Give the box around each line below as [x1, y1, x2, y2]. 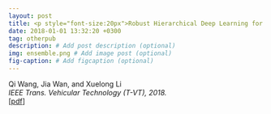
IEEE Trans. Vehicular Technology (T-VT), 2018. [8, 87, 167, 97]
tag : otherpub [8, 34, 57, 43]
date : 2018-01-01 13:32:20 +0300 [8, 27, 122, 35]
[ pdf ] [8, 96, 26, 106]
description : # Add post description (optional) [8, 42, 176, 50]
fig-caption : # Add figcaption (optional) [8, 57, 154, 65]
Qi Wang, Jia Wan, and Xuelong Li [8, 78, 122, 89]
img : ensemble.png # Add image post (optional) [8, 49, 173, 57]
